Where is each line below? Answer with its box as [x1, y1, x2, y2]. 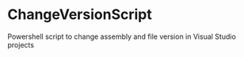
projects [7, 40, 35, 49]
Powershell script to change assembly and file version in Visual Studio [7, 32, 237, 41]
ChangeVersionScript [7, 6, 152, 24]
